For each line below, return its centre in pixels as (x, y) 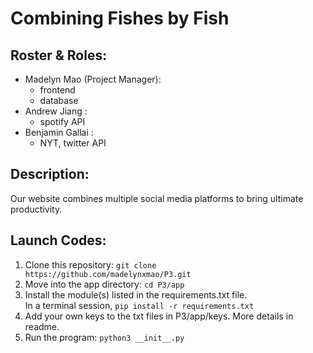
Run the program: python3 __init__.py (104, 337)
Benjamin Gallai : (59, 132)
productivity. (36, 209)
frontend (57, 90)
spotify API (62, 121)
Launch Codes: (58, 240)
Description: (50, 174)
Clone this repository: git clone (90, 264)
